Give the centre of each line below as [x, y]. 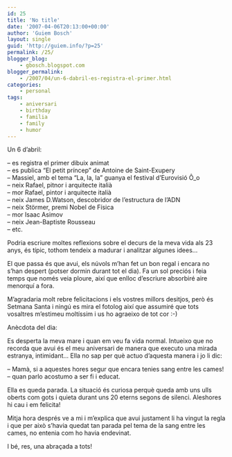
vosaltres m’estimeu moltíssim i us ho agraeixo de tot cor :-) [92, 314]
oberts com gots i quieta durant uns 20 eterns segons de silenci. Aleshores [114, 397]
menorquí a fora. [31, 286]
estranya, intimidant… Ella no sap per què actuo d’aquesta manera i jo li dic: [115, 356]
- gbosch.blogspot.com [52, 65]
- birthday [35, 110]
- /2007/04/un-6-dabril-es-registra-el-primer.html [96, 78]
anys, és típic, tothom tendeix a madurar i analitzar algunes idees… [102, 250]
